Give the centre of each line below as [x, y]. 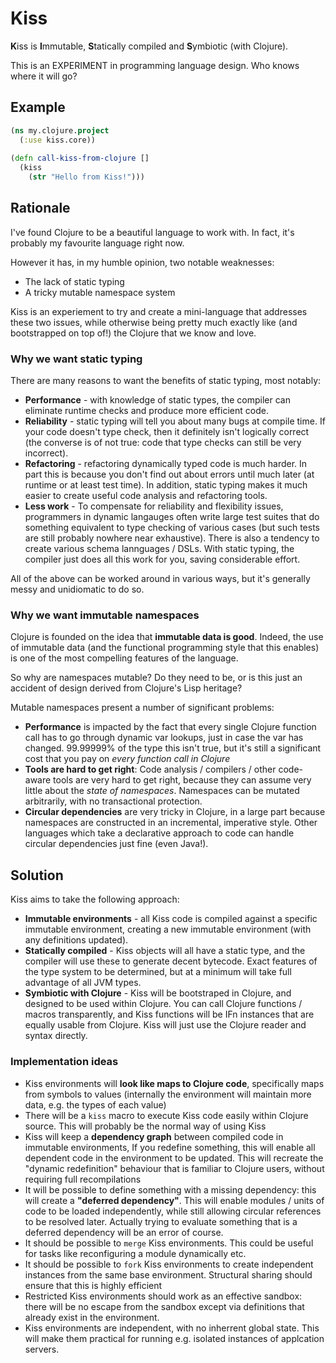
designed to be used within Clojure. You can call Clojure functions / [163, 1004]
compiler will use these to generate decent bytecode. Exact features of [171, 961]
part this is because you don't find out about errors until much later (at [169, 474]
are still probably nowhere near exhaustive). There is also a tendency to [172, 538]
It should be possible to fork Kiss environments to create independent [169, 1264]
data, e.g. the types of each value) [95, 1104]
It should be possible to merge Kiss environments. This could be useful [169, 1243]
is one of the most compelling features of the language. [124, 658]
